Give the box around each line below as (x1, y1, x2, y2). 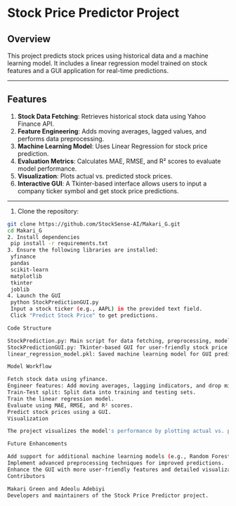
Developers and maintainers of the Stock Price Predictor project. (7, 492, 209, 499)
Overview (7, 33, 51, 45)
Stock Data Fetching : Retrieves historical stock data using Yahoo (17, 112, 206, 120)
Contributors (7, 472, 46, 479)
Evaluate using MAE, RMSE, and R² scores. (7, 402, 133, 409)
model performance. (17, 164, 77, 173)
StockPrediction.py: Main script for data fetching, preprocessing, (7, 337, 212, 344)
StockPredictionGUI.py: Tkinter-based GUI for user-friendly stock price (7, 344, 228, 351)
